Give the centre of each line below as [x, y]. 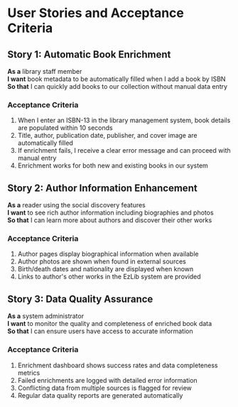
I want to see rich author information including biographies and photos [111, 213]
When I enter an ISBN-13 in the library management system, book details [124, 120]
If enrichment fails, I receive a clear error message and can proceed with [124, 151]
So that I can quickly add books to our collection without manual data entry [118, 86]
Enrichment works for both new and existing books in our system [113, 165]
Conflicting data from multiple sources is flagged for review [104, 388]
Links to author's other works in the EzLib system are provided [109, 277]
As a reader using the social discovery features [76, 205]
